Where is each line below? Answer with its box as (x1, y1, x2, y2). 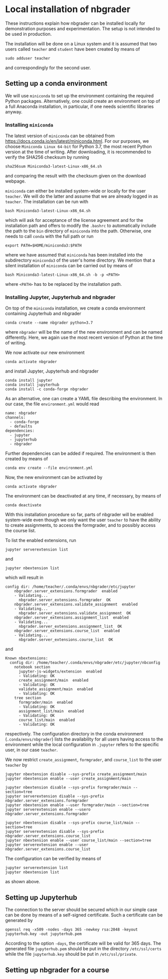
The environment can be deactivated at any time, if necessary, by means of (5, 493, 161, 499)
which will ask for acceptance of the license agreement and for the (5, 217, 143, 223)
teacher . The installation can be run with (5, 199, 89, 205)
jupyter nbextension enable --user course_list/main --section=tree (5, 838, 151, 843)
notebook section (14, 664, 51, 670)
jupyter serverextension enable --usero (5, 807, 91, 812)
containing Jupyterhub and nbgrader (5, 311, 82, 317)
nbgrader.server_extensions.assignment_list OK (18, 624, 122, 629)
